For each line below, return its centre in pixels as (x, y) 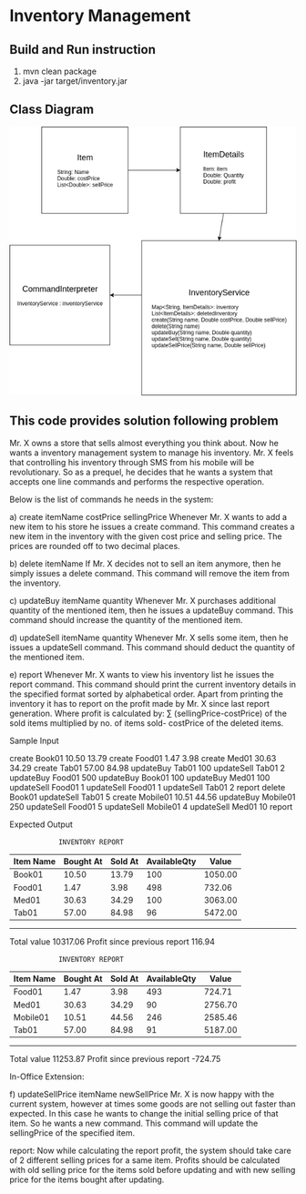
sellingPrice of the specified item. (72, 1133)
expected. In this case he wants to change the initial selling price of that (144, 1113)
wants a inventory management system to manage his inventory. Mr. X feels (152, 453)
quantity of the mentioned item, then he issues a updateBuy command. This (152, 610)
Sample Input (34, 740)
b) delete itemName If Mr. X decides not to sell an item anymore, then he (145, 563)
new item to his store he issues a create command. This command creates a (152, 526)
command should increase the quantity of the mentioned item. (126, 619)
